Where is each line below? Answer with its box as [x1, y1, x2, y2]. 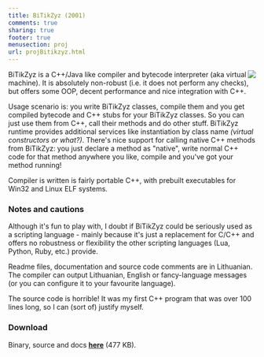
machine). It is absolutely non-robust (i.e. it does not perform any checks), [8, 78, 249, 87]
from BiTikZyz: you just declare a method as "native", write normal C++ [8, 143, 239, 153]
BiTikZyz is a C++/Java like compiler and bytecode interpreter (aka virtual [8, 70, 247, 79]
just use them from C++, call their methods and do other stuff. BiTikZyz [8, 119, 239, 128]
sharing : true [8, 26, 55, 34]
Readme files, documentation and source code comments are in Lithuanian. [8, 262, 253, 272]
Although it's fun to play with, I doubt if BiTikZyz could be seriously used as [8, 221, 253, 231]
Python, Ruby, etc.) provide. [8, 247, 98, 256]
